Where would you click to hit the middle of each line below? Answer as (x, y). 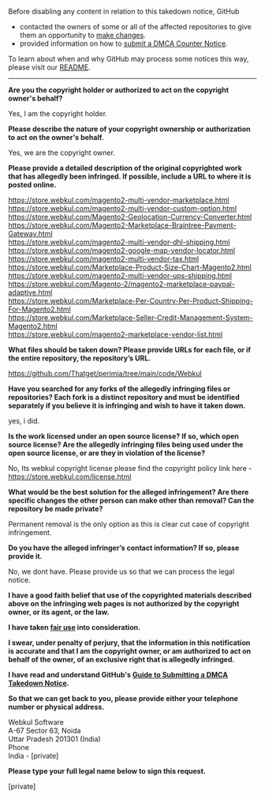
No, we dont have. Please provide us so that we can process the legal (121, 571)
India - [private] (34, 756)
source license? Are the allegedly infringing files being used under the (126, 445)
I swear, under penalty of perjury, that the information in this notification (129, 643)
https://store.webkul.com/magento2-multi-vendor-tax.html (104, 259)
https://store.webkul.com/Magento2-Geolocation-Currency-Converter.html (130, 217)
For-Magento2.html (39, 309)
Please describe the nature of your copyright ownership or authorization (129, 129)
